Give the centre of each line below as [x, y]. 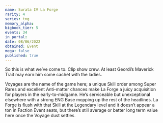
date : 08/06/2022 [23, 42]
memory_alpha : [20, 23]
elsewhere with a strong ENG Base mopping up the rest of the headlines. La [82, 100]
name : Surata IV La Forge [31, 10]
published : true [22, 55]
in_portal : [16, 37]
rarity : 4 [15, 14]
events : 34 [16, 32]
